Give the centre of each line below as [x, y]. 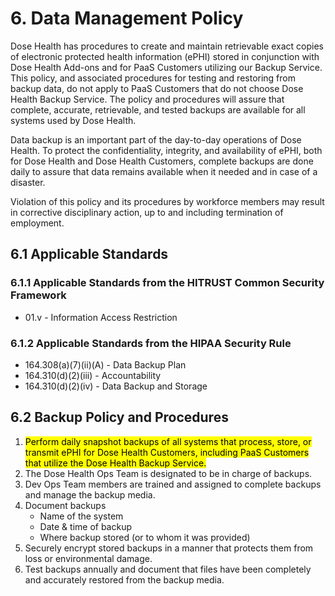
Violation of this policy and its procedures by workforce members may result [167, 201]
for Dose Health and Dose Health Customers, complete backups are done [162, 161]
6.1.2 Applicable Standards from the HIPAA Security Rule [151, 343]
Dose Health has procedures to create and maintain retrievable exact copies [167, 46]
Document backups [65, 505]
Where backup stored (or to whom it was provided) [145, 537]
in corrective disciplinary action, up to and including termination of [147, 212]
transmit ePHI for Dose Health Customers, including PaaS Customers [167, 452]
